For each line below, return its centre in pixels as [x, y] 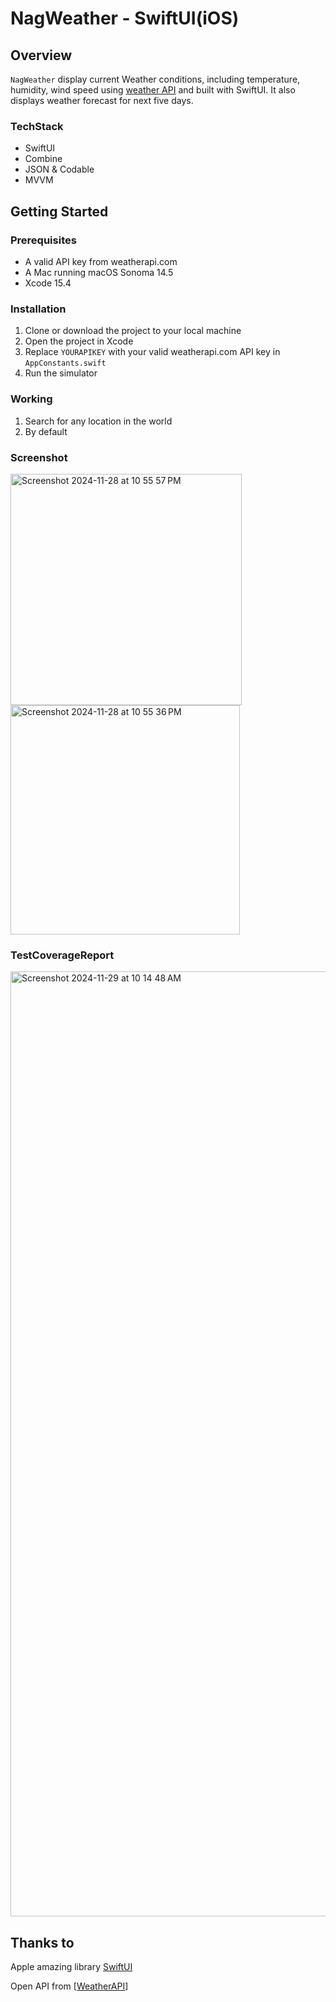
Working [31, 399]
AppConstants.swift [65, 363]
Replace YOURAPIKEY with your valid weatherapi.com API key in [152, 352]
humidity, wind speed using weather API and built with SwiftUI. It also [153, 90]
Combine [43, 159]
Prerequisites [43, 240]
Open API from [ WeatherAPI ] [69, 1986]
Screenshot [39, 457]
